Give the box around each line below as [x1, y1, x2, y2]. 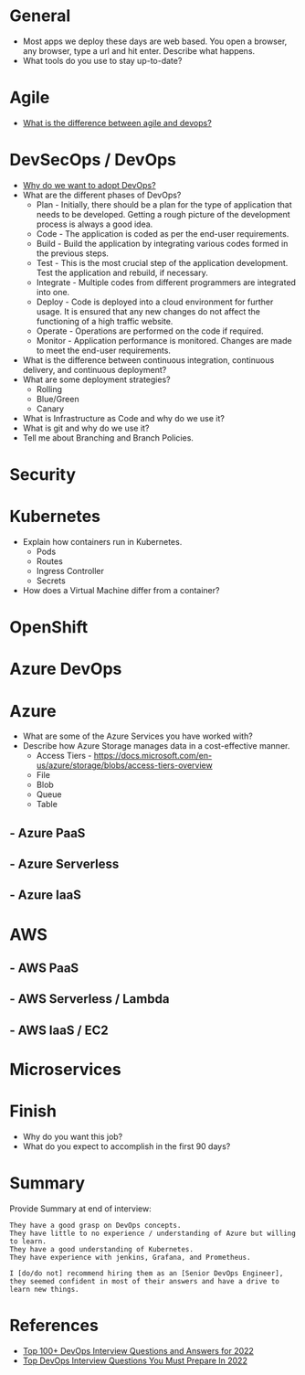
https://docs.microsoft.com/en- [93, 751, 213, 762]
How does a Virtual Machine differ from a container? [22, 584, 220, 595]
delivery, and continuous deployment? [22, 364, 167, 375]
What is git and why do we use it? [22, 422, 150, 433]
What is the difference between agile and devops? [22, 117, 212, 128]
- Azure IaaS [9, 888, 82, 903]
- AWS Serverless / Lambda [9, 991, 170, 1007]
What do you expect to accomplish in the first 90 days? [22, 1140, 231, 1152]
